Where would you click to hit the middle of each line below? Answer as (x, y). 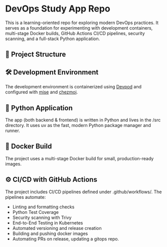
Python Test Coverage (36, 212)
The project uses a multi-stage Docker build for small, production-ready (79, 158)
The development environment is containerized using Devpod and (73, 87)
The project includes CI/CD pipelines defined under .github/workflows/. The (83, 192)
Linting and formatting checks (43, 207)
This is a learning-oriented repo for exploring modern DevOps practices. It (82, 23)
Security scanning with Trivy (42, 217)
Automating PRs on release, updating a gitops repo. (66, 238)
